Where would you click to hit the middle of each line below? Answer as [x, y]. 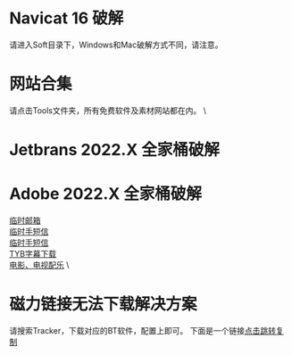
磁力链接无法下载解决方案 [104, 305]
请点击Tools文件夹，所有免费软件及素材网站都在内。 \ [108, 110]
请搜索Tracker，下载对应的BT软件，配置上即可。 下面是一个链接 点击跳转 [143, 330]
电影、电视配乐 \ [39, 265]
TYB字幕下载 [33, 254]
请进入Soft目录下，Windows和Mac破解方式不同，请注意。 [116, 45]
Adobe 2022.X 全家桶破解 [106, 194]
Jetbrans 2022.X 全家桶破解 [115, 150]
